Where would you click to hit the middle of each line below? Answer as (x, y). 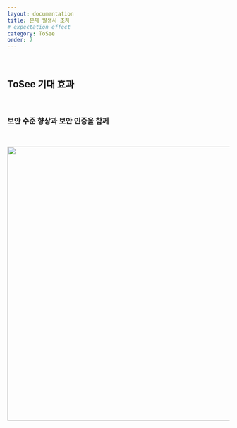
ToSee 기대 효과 (41, 84)
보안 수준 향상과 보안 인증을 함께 (58, 121)
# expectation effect (39, 27)
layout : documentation (41, 14)
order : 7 (20, 40)
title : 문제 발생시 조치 (39, 20)
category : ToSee (31, 33)
